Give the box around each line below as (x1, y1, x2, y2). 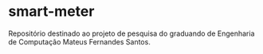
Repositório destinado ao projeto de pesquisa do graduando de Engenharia (8, 29, 255, 38)
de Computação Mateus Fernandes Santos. (8, 37, 151, 46)
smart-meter (8, 2, 95, 21)
